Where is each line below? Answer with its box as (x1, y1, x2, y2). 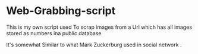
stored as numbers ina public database (6, 29, 102, 36)
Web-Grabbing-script (6, 4, 116, 18)
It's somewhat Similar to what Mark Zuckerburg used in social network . (6, 41, 182, 48)
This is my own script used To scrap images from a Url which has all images (6, 23, 192, 31)
